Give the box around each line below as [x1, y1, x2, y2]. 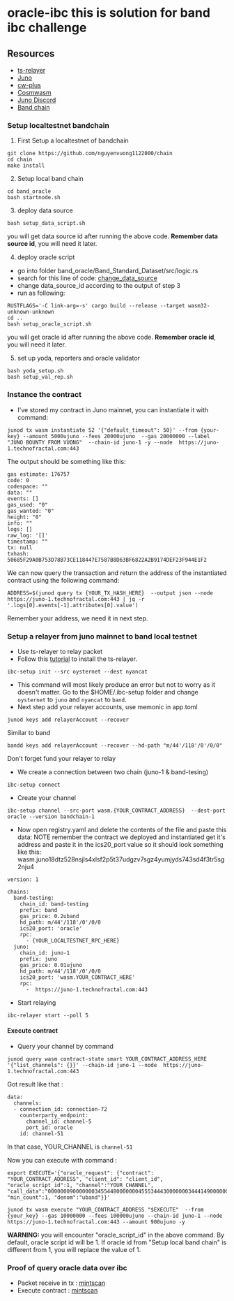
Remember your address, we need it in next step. [7, 613, 148, 623]
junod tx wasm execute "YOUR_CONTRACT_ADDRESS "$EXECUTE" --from [7, 1207, 204, 1214]
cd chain [7, 156, 33, 163]
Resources [7, 48, 55, 59]
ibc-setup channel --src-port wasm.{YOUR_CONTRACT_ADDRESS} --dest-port [7, 807, 226, 814]
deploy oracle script [17, 253, 75, 261]
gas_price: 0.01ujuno [19, 961, 82, 968]
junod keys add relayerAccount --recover [7, 716, 130, 723]
